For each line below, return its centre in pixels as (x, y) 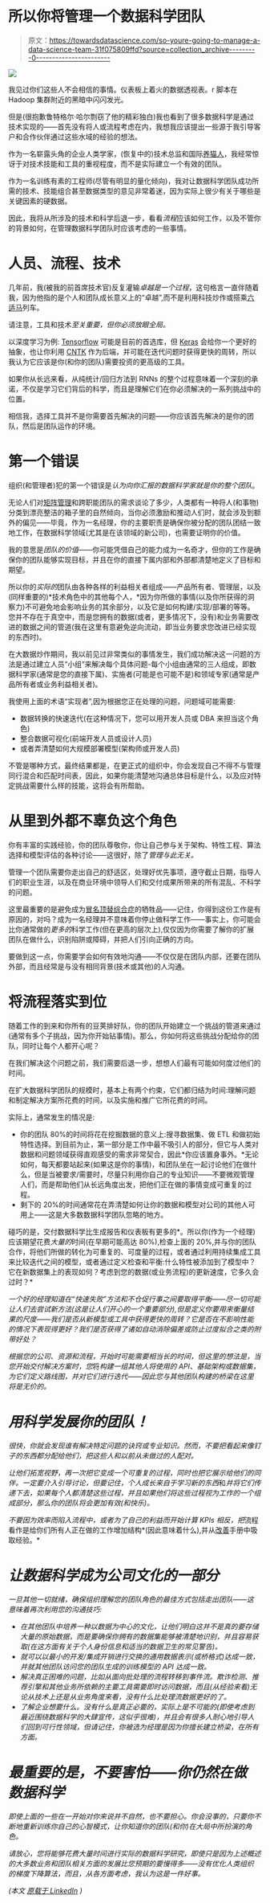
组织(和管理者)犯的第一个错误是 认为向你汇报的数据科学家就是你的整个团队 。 (134, 485)
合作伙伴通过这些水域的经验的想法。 (82, 137)
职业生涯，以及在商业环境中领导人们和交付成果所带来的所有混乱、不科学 (141, 882)
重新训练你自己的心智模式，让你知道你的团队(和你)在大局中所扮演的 (134, 1826)
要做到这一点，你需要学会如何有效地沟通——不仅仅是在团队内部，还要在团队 (135, 956)
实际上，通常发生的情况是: (52, 1117)
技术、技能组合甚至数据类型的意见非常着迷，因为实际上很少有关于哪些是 (141, 190)
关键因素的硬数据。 (40, 201)
